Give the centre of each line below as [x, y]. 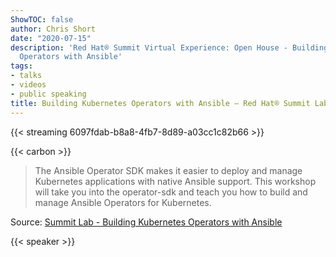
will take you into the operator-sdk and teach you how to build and [171, 192]
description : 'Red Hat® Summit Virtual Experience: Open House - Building [169, 47]
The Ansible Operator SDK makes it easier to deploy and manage [168, 170]
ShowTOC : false [42, 19]
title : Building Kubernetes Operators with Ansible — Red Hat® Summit [160, 103]
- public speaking [48, 94]
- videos [28, 85]
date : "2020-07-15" [51, 38]
